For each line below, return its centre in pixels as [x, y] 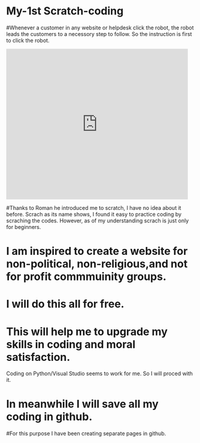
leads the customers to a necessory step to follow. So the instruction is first [99, 34]
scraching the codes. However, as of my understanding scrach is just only [98, 221]
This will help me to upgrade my [87, 332]
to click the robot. [28, 40]
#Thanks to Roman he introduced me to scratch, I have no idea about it [94, 207]
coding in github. [49, 417]
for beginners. [24, 227]
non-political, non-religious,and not [97, 264]
